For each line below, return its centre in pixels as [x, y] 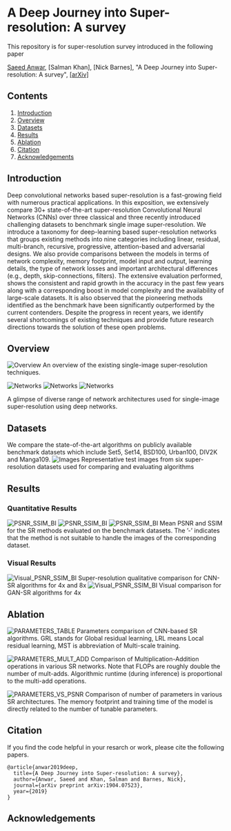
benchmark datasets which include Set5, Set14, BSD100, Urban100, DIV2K [112, 452]
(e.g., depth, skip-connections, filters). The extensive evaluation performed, [115, 276]
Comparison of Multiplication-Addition [145, 659]
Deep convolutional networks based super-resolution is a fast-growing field [114, 195]
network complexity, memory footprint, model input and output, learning [110, 261]
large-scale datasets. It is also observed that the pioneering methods [105, 297]
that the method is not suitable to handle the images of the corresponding [112, 538]
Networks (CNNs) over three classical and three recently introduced [104, 217]
